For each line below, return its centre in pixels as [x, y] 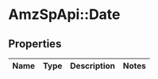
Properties [35, 44]
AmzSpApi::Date [64, 15]
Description [92, 66]
